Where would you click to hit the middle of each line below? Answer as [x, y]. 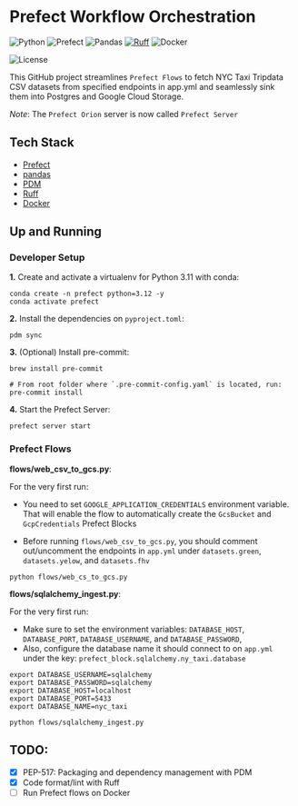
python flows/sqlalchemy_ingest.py [77, 722]
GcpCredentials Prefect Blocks [79, 523]
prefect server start [50, 426]
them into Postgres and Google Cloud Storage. [97, 96]
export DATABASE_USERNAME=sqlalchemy [81, 674]
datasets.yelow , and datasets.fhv [86, 560]
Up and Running [56, 232]
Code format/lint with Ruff [71, 782]
